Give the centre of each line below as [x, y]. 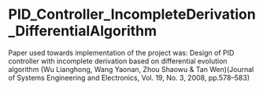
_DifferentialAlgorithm [83, 31]
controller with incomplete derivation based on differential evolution [118, 61]
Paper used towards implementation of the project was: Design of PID [121, 52]
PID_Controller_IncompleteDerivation [132, 14]
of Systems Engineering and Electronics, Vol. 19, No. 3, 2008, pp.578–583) [129, 77]
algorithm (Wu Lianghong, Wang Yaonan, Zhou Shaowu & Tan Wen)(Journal [131, 69]
